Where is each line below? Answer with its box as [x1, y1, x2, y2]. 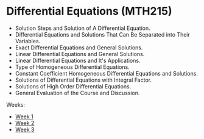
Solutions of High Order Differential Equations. [15, 82, 132, 90]
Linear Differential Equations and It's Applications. [15, 57, 141, 64]
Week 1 [15, 113, 33, 120]
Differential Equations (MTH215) [6, 4, 172, 18]
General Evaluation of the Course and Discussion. [15, 89, 140, 96]
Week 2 [15, 119, 35, 126]
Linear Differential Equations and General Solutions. [15, 50, 145, 57]
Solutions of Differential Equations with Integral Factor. [15, 76, 152, 84]
